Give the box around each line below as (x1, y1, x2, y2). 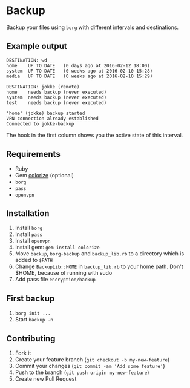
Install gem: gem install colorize (15, 243, 100, 251)
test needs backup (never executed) (6, 99, 107, 106)
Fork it (15, 349, 31, 357)
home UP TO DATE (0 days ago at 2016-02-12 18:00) (6, 62, 150, 68)
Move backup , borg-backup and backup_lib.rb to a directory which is (15, 250, 185, 257)
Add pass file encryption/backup (15, 276, 96, 283)
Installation (6, 208, 50, 219)
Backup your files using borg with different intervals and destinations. (6, 24, 179, 31)
